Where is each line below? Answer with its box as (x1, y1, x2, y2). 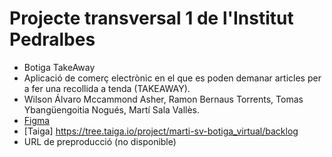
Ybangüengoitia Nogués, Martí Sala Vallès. (23, 103, 201, 116)
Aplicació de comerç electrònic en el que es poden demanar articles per (23, 72, 322, 84)
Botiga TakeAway (23, 61, 96, 73)
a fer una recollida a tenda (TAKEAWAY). (23, 82, 191, 94)
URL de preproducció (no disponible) (23, 135, 177, 147)
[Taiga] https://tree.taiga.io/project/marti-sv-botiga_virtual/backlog (23, 125, 299, 137)
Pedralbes (9, 28, 96, 51)
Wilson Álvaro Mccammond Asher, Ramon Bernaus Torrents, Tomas (23, 93, 304, 105)
